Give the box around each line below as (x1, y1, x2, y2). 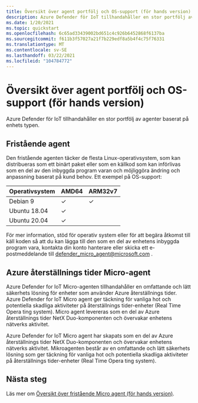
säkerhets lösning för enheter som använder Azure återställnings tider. (6, 290, 177, 297)
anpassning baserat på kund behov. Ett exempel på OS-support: (6, 173, 162, 181)
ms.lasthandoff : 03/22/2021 (6, 53, 75, 58)
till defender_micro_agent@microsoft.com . (48, 250, 153, 257)
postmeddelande (6, 250, 47, 257)
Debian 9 (9, 197, 34, 205)
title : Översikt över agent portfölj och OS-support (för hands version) (6, 8, 192, 15)
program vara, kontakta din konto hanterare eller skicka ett (6, 244, 148, 251)
